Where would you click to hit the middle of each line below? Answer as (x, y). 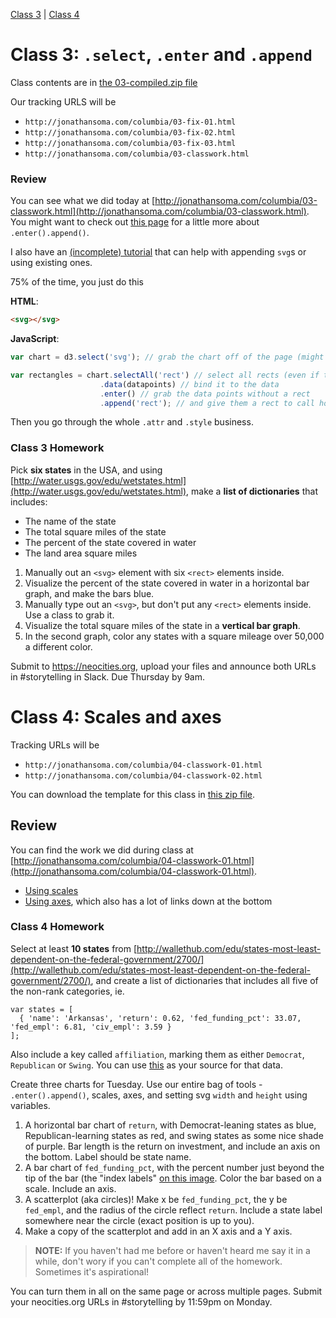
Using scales (51, 890)
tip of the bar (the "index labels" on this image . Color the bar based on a (173, 1178)
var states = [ (42, 1009)
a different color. (58, 646)
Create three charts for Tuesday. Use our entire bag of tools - (136, 1084)
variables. (30, 1105)
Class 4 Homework (57, 927)
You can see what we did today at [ (83, 201)
